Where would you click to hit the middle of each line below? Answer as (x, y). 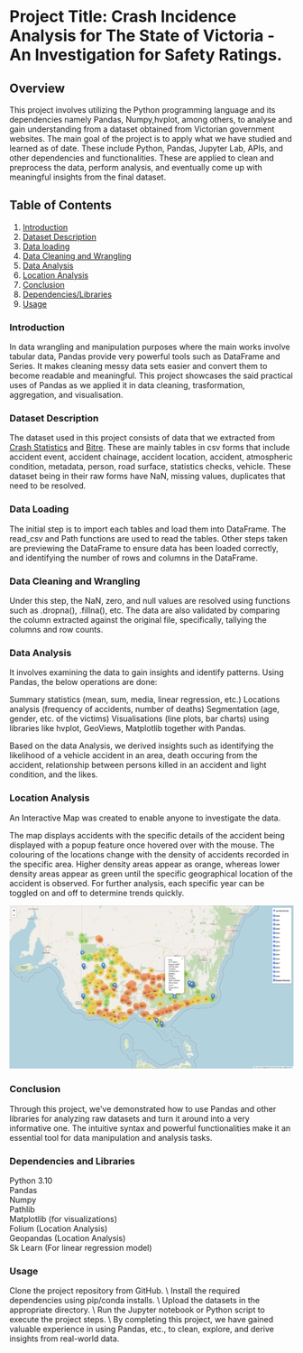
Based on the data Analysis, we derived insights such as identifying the (142, 746)
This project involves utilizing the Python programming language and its (142, 110)
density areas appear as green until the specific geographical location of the (151, 874)
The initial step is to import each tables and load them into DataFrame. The (148, 529)
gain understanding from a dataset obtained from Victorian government (142, 129)
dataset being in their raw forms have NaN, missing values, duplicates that (147, 477)
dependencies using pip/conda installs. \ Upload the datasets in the (134, 1301)
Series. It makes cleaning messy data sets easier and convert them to (138, 366)
